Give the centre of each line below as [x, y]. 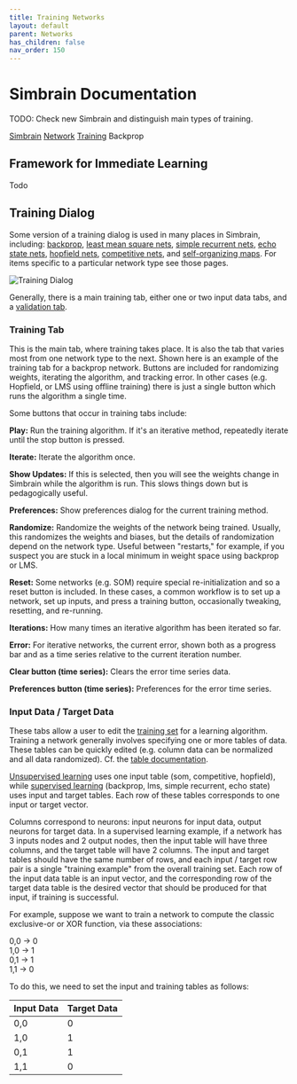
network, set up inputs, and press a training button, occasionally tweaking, [145, 601]
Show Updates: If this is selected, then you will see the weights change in [144, 474]
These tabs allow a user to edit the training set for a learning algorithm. [139, 731]
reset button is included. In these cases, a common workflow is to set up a [145, 592]
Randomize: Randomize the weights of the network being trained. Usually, [145, 527]
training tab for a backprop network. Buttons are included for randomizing [144, 367]
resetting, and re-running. [56, 610]
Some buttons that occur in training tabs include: [98, 412]
